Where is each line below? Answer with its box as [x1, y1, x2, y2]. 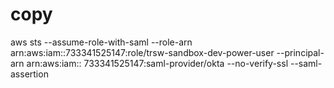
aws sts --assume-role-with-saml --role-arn [10, 36, 193, 48]
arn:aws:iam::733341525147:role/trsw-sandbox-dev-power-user [10, 46, 275, 58]
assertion [10, 68, 49, 80]
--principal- [276, 46, 325, 58]
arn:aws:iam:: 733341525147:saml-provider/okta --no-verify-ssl [26, 57, 289, 69]
